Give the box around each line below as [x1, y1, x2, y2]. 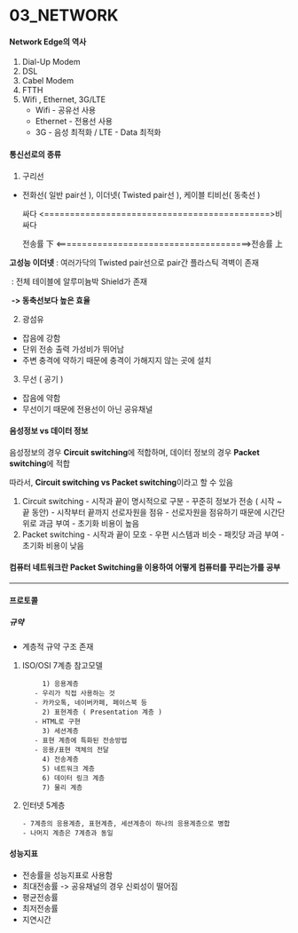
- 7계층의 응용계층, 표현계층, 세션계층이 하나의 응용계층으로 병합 [21, 818, 231, 828]
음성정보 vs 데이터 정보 [9, 425, 89, 436]
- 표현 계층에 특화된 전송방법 [34, 736, 128, 745]
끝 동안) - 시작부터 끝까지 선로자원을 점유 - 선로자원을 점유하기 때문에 [21, 507, 262, 518]
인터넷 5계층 [21, 800, 66, 810]
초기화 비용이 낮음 [21, 540, 84, 550]
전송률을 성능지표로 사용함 [21, 869, 114, 880]
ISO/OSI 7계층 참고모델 [21, 660, 104, 670]
